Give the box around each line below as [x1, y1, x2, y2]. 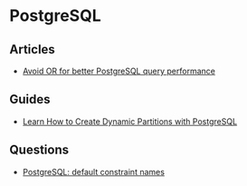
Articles [9, 42, 56, 57]
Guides [9, 92, 52, 107]
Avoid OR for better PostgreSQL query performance [22, 65, 215, 76]
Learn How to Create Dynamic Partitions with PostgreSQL [22, 115, 238, 127]
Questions [9, 142, 70, 158]
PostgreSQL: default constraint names [22, 166, 166, 177]
